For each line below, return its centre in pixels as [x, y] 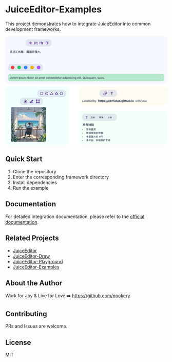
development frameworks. [33, 29]
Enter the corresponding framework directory [61, 177]
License [18, 342]
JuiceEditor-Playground [38, 261]
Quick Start [24, 159]
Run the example [31, 188]
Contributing [26, 314]
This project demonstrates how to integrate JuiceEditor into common [78, 24]
